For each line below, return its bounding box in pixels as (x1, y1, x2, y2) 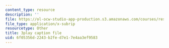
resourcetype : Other (5, 26, 49, 31)
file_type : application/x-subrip (5, 21, 75, 26)
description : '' (5, 12, 39, 17)
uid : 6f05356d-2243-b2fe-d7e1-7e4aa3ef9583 (5, 35, 98, 40)
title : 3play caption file (5, 30, 62, 35)
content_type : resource (5, 7, 55, 12)
